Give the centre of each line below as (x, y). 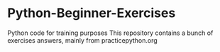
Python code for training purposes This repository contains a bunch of (110, 33)
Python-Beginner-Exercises (92, 13)
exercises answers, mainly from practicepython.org (82, 40)
